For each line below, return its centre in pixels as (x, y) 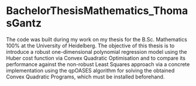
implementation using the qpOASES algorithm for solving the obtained (90, 70)
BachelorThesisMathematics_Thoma (97, 11)
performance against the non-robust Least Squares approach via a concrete (98, 64)
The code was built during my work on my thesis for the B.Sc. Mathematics (97, 39)
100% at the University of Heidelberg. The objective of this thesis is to (90, 46)
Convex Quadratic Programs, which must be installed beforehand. (85, 77)
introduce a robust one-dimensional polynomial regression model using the (97, 51)
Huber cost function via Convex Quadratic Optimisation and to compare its (96, 58)
